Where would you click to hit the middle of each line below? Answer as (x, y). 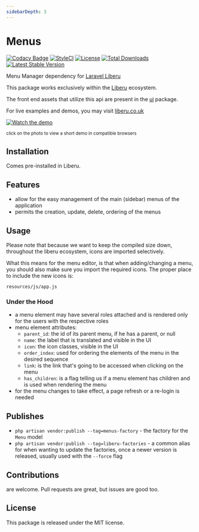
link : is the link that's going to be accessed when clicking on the (103, 366)
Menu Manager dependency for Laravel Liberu (63, 76)
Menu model (29, 437)
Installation (27, 151)
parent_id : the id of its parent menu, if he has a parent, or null (99, 334)
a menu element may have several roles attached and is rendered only (101, 315)
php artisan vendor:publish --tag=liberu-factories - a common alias (102, 443)
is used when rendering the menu (65, 385)
